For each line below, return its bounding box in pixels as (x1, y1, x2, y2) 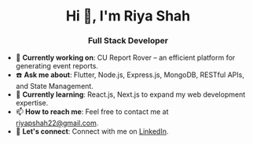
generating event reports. (15, 61, 98, 71)
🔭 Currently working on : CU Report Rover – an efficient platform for (15, 53, 236, 62)
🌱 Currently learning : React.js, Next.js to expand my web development (15, 90, 246, 99)
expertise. (15, 98, 49, 108)
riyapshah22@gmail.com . (15, 118, 99, 128)
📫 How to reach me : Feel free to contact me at (15, 107, 169, 116)
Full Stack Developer (87, 35, 169, 46)
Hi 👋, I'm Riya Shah (65, 7, 191, 25)
